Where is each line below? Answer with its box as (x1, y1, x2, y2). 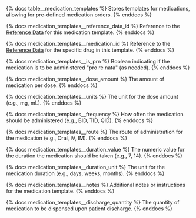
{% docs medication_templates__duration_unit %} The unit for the (6, 164, 165, 170)
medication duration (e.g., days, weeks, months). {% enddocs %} (6, 170, 165, 177)
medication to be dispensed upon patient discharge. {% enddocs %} (6, 205, 172, 212)
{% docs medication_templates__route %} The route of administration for (6, 129, 184, 135)
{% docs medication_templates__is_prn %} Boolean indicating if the (6, 58, 170, 65)
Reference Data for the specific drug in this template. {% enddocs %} (6, 46, 175, 53)
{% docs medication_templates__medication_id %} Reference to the (6, 41, 171, 47)
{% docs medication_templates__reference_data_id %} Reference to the (6, 23, 181, 29)
